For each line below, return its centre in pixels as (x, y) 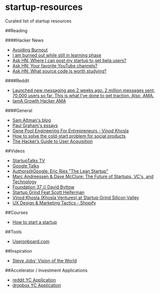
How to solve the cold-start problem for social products (69, 136)
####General (19, 110)
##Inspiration (19, 251)
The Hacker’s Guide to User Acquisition (53, 141)
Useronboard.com (31, 241)
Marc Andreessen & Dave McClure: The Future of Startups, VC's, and (83, 176)
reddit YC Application (34, 280)
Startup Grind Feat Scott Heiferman (48, 192)
